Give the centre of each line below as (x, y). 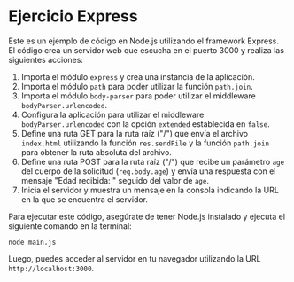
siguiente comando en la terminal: (70, 226)
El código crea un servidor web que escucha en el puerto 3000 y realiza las (147, 50)
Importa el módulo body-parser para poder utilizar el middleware (138, 96)
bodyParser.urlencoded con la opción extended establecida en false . (146, 124)
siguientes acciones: (46, 59)
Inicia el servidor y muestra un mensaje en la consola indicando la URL (150, 190)
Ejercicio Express (73, 16)
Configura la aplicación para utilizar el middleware (112, 114)
